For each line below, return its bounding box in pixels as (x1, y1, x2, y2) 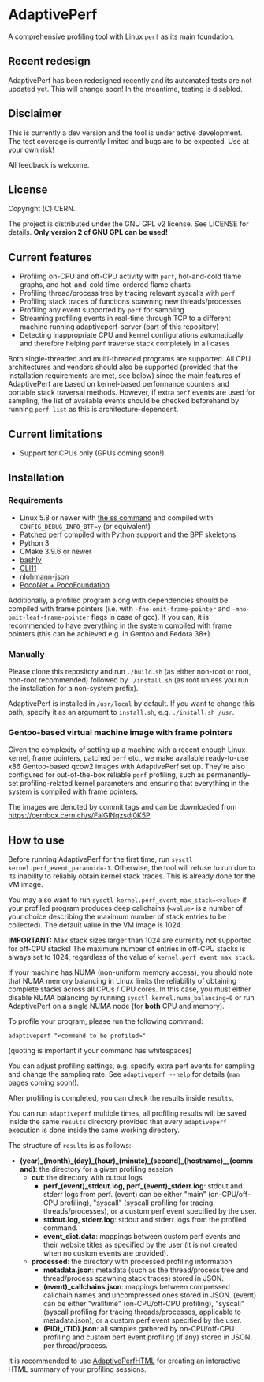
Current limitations (8, 427, 102, 440)
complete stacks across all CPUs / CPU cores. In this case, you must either (8, 984, 251, 994)
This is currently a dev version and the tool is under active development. (8, 128, 243, 138)
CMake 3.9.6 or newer (19, 546, 92, 556)
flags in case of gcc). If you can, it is (91, 612, 210, 621)
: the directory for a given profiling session (35, 1165, 173, 1174)
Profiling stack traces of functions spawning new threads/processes (19, 296, 242, 306)
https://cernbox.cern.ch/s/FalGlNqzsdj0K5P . (8, 810, 152, 820)
